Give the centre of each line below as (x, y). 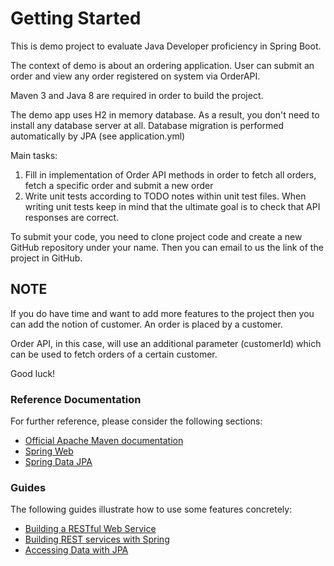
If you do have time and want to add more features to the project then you (162, 313)
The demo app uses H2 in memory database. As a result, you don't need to (165, 114)
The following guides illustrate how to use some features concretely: (151, 509)
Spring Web (49, 451)
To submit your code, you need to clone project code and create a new (156, 236)
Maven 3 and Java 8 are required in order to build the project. (137, 95)
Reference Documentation (76, 399)
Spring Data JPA (58, 462)
